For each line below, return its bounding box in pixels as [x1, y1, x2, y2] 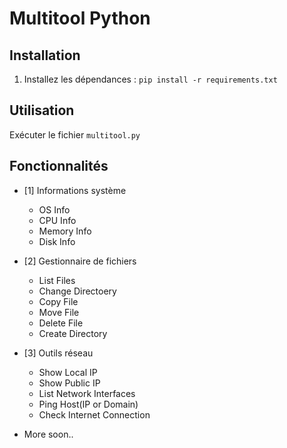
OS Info [38, 203, 71, 216]
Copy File [38, 295, 79, 307]
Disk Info [38, 235, 76, 247]
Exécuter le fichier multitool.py [9, 128, 141, 141]
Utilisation [9, 102, 75, 119]
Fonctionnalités [9, 158, 109, 175]
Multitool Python [9, 7, 151, 30]
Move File [38, 306, 80, 318]
